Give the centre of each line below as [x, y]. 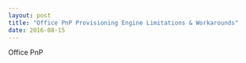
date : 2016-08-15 [37, 30]
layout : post [30, 15]
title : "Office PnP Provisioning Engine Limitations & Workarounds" [123, 23]
